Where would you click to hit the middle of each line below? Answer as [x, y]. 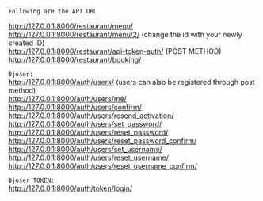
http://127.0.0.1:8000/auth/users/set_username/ [85, 149]
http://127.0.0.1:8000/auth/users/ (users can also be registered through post [131, 82]
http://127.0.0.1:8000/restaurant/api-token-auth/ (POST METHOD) [115, 51]
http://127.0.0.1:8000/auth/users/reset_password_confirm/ [103, 141]
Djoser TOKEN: [32, 180]
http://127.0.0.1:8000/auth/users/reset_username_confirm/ [103, 166]
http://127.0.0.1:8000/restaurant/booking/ [75, 60]
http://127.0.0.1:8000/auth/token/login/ [71, 188]
